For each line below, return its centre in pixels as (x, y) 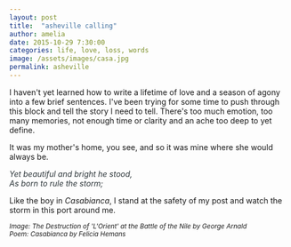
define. (22, 130)
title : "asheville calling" (63, 26)
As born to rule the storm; (57, 183)
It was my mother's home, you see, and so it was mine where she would (141, 147)
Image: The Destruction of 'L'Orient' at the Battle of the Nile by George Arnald (128, 226)
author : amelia (37, 34)
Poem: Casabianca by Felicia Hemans (68, 234)
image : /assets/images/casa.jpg (69, 59)
